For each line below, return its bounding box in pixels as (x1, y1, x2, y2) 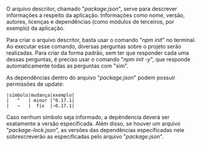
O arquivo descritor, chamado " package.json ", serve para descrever (6, 5, 178, 12)
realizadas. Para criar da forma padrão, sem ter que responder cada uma (6, 49, 189, 57)
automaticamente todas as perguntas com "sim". (6, 62, 129, 69)
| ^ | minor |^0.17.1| (6, 97, 75, 103)
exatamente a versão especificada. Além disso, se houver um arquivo (6, 120, 181, 127)
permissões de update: (6, 80, 64, 88)
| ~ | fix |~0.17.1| (6, 103, 75, 109)
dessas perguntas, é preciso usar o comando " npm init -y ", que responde (6, 56, 190, 63)
